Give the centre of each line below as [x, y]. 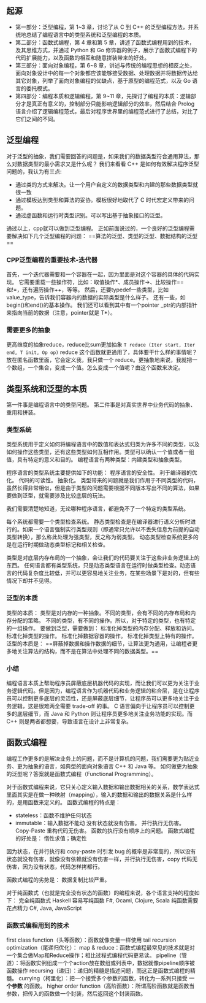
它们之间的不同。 [37, 119]
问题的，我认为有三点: [34, 171]
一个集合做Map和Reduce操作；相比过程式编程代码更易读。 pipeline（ [94, 955]
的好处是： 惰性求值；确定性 [51, 838]
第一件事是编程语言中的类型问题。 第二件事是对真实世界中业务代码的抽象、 [101, 405]
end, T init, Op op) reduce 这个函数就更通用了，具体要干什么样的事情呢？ [102, 352]
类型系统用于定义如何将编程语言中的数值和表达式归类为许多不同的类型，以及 [103, 444]
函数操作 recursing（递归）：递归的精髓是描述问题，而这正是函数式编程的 [98, 970]
